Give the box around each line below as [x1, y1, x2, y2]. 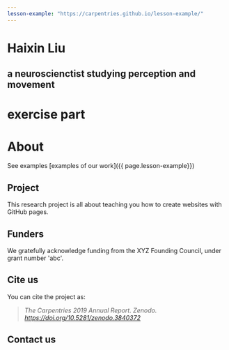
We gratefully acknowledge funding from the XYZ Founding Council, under [7, 246, 221, 254]
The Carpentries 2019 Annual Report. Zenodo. [24, 306, 157, 314]
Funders [7, 228, 44, 240]
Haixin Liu [7, 40, 66, 56]
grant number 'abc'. [7, 254, 64, 262]
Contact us [7, 334, 56, 346]
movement [7, 79, 55, 91]
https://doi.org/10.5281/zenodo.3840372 [24, 313, 141, 321]
